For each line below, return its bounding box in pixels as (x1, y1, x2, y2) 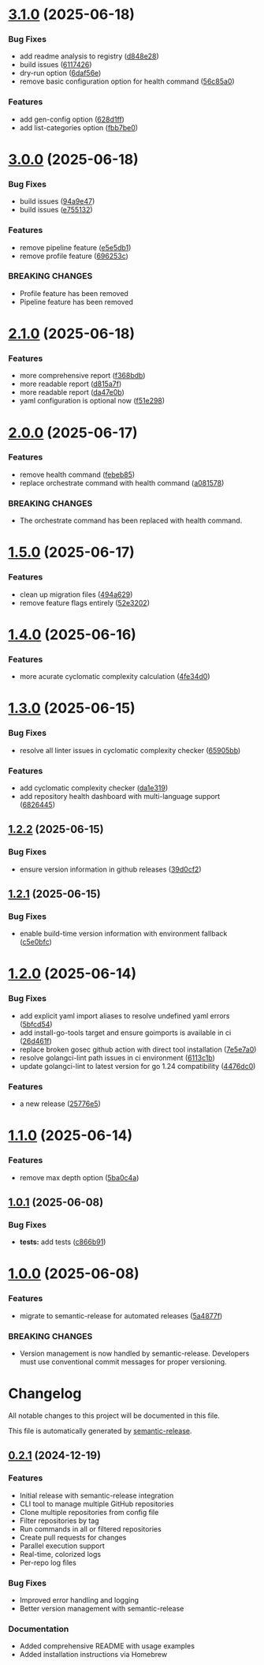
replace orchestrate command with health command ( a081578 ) (19, 478, 225, 487)
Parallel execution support (19, 1541, 105, 1551)
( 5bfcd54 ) (19, 1019, 53, 1029)
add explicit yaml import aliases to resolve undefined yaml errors (19, 1011, 230, 1020)
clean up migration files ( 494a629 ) (19, 590, 133, 599)
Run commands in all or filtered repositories (19, 1524, 162, 1533)
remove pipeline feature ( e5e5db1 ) (19, 242, 132, 252)
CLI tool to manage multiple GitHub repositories (19, 1498, 174, 1509)
